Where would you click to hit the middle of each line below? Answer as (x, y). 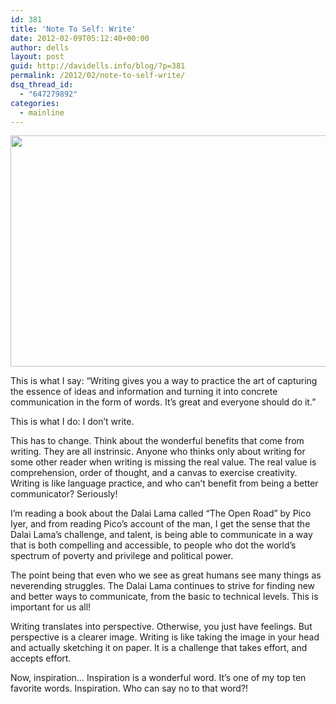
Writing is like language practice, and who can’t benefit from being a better (164, 483)
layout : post (37, 57)
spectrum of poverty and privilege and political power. (122, 556)
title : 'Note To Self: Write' (73, 29)
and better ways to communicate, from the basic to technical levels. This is (164, 597)
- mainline (42, 112)
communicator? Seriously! (64, 494)
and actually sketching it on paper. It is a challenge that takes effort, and (159, 648)
